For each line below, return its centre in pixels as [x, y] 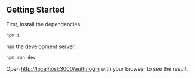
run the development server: [41, 46]
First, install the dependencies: [44, 24]
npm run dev [21, 57]
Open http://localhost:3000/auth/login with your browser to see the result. [97, 68]
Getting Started [36, 10]
